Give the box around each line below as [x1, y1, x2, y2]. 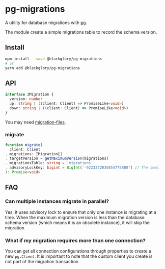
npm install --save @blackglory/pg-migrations [5, 56, 102, 61]
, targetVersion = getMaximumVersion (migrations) [5, 156, 109, 161]
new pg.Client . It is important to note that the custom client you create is [5, 253, 153, 259]
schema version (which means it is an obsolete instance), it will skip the [5, 220, 150, 225]
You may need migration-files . [5, 119, 66, 125]
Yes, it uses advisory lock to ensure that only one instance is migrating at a [5, 209, 157, 215]
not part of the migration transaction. [5, 258, 80, 264]
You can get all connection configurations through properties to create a [5, 248, 151, 254]
